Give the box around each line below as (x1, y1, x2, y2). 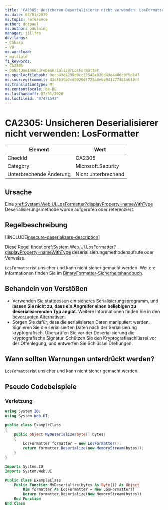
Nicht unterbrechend (75, 171, 125, 178)
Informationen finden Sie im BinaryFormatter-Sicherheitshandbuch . (5, 270, 143, 276)
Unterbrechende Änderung (7, 171, 71, 178)
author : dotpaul (5, 21, 39, 27)
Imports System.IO (5, 464, 43, 469)
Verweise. (5, 254, 26, 261)
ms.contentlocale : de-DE (5, 86, 57, 92)
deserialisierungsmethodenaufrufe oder (72, 249, 154, 256)
